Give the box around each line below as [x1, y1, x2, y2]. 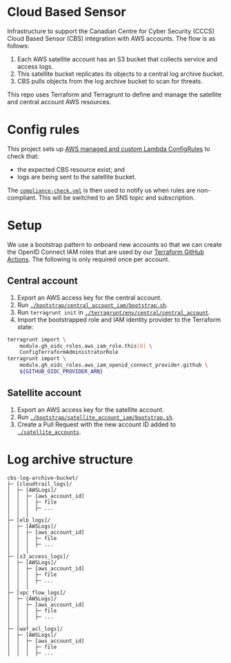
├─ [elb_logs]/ [7, 517, 51, 524]
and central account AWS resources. [7, 97, 112, 106]
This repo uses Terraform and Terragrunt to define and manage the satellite [7, 90, 222, 99]
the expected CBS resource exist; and [17, 165, 125, 173]
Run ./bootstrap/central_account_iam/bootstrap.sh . [17, 301, 168, 309]
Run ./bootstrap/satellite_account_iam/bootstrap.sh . [17, 413, 174, 421]
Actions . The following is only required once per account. [7, 255, 170, 263]
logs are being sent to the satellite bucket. [17, 172, 137, 181]
